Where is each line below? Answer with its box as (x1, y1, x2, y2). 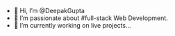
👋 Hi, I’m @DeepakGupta (13, 7, 85, 15)
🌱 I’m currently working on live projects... (13, 21, 131, 29)
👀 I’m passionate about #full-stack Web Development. (13, 14, 168, 22)
